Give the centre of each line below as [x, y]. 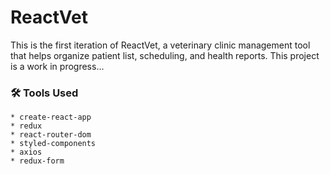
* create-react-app [51, 117]
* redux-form [37, 161]
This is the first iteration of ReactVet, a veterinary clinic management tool [160, 45]
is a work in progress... [57, 66]
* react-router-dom [51, 135]
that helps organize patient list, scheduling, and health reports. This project [165, 55]
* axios [26, 152]
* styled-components [53, 144]
